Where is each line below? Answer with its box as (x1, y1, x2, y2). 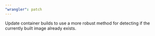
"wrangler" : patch (5, 7, 42, 12)
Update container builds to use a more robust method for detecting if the (5, 20, 150, 26)
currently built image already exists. (5, 25, 77, 31)
